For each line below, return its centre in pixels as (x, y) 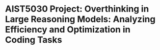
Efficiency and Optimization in (68, 30)
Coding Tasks (34, 40)
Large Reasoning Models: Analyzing (80, 19)
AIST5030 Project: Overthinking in (77, 9)
